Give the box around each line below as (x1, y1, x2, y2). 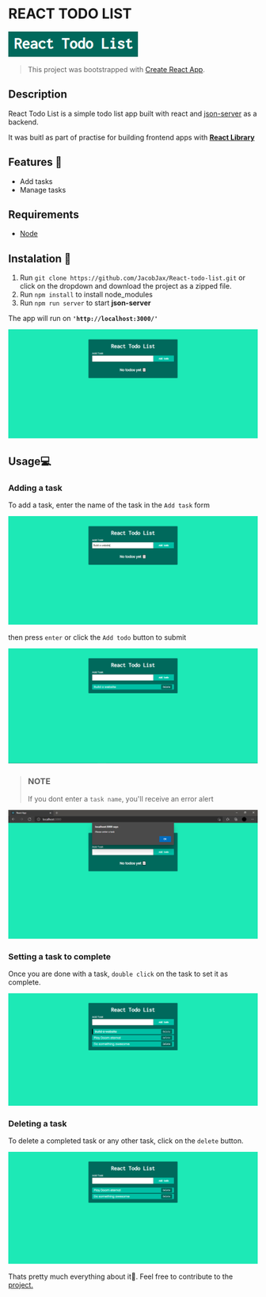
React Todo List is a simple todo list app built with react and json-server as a (8, 109, 257, 118)
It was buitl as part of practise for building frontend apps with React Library (8, 132, 255, 142)
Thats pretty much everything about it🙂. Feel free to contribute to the (8, 1272, 234, 1281)
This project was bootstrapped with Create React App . (27, 64, 206, 74)
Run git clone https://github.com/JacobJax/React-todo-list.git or (19, 273, 245, 282)
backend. (8, 117, 39, 127)
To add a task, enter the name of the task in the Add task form (8, 500, 210, 510)
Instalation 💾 (8, 251, 71, 266)
